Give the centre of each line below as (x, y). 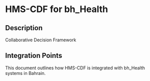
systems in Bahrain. (26, 73)
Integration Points (34, 56)
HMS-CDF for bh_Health (57, 9)
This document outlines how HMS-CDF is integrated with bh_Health (75, 68)
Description (24, 28)
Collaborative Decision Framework (41, 40)
